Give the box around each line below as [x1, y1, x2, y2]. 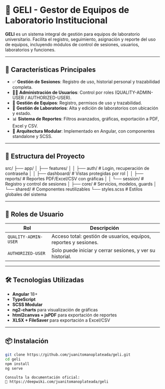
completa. [12, 84, 33, 90]
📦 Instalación [5, 336, 49, 345]
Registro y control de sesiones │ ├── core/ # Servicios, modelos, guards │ [5, 181, 157, 187]
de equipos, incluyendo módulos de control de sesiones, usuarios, [5, 41, 139, 47]
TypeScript [12, 297, 36, 303]
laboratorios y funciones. [5, 47, 55, 53]
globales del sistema [5, 191, 47, 197]
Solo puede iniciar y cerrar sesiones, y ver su [51, 247, 156, 254]
